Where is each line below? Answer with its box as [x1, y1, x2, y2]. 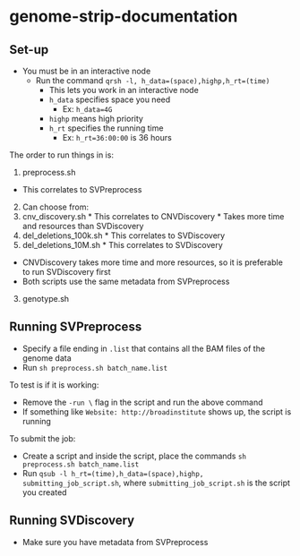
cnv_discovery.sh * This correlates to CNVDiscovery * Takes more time [21, 211, 285, 221]
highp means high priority [48, 114, 143, 124]
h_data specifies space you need [48, 94, 171, 105]
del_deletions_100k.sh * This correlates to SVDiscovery [21, 230, 226, 241]
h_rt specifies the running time [48, 123, 164, 133]
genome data [21, 352, 72, 364]
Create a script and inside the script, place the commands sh [21, 450, 247, 461]
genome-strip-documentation [9, 6, 238, 27]
